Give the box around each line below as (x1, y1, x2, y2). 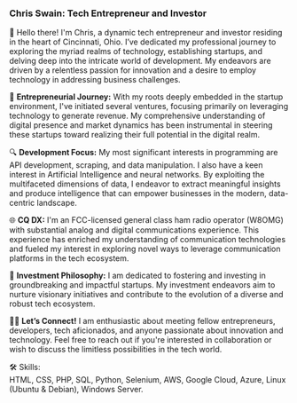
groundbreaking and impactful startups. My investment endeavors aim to (9, 280, 276, 290)
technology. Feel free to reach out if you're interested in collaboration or (9, 335, 272, 345)
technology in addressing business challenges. (9, 75, 181, 85)
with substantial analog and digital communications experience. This (9, 225, 260, 235)
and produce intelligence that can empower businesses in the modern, (9, 188, 268, 199)
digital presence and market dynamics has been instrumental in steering (9, 120, 273, 130)
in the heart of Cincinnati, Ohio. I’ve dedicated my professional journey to (9, 36, 277, 47)
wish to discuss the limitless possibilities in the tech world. (9, 344, 223, 355)
